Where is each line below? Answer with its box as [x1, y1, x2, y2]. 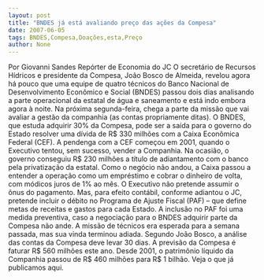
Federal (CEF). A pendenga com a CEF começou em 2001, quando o [8, 138, 230, 147]
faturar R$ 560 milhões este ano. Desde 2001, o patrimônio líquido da [8, 246, 234, 256]
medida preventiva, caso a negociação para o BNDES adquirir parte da [8, 213, 238, 223]
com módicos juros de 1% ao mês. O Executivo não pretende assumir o [8, 179, 240, 189]
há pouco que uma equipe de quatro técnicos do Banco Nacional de [8, 79, 230, 89]
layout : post [8, 11, 51, 20]
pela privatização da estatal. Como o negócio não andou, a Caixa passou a [8, 163, 251, 172]
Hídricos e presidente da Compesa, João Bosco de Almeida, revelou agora [8, 71, 251, 80]
